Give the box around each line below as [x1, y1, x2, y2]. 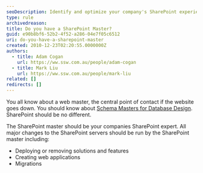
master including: [6, 136, 50, 142]
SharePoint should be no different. [6, 111, 92, 118]
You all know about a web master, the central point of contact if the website [6, 98, 195, 105]
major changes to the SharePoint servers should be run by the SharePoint [6, 129, 190, 136]
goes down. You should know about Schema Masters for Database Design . [6, 105, 193, 112]
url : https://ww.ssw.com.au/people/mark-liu [17, 71, 131, 77]
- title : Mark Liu [11, 64, 59, 71]
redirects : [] [6, 82, 42, 88]
